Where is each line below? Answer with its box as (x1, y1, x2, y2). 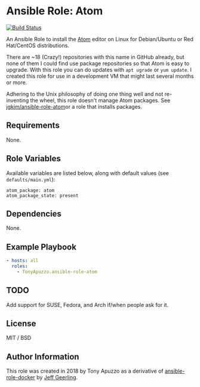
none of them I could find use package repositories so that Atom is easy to (6, 60, 190, 67)
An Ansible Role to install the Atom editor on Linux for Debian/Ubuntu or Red (6, 35, 194, 42)
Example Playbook (6, 242, 76, 252)
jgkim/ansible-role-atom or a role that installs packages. (6, 103, 142, 110)
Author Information (6, 351, 79, 362)
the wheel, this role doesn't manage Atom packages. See (30, 97, 171, 104)
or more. (6, 79, 27, 86)
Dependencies (6, 208, 61, 219)
